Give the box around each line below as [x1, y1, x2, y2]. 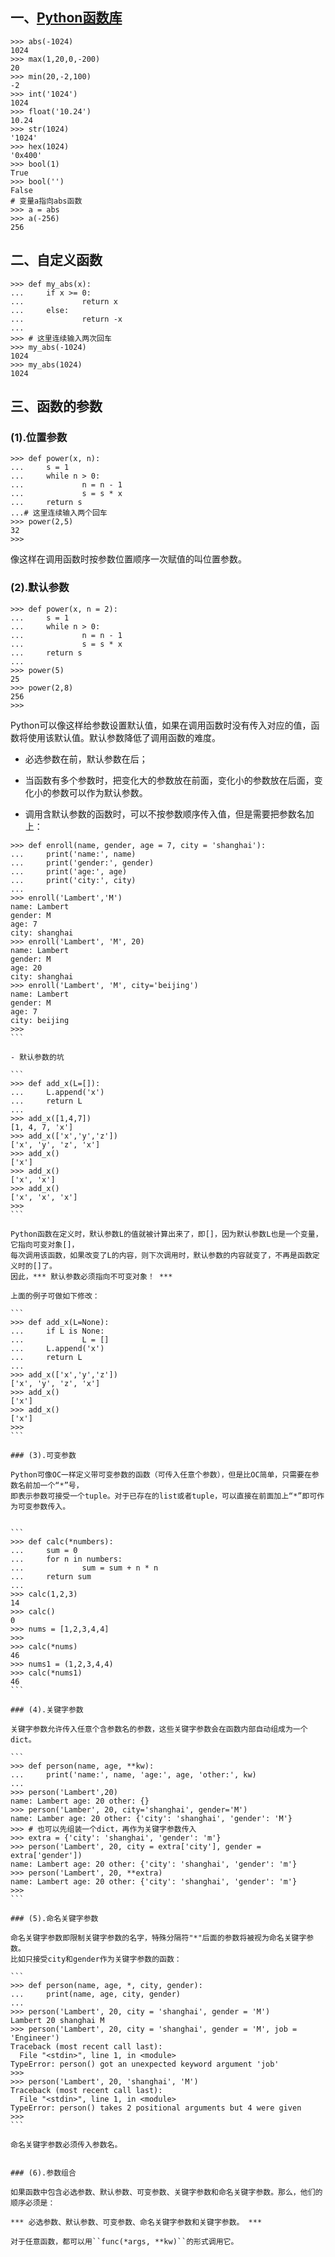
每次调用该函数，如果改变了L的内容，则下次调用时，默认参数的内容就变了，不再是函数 [10, 1250, 313, 1260]
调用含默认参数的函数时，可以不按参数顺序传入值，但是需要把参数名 [24, 808, 306, 820]
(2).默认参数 [10, 581, 70, 595]
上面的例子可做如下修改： [10, 1291, 100, 1301]
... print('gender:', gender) [10, 858, 155, 868]
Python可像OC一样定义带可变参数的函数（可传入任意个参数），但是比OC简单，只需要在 [10, 1469, 312, 1480]
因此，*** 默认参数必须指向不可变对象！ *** [10, 1271, 173, 1282]
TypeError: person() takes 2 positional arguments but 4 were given [10, 2103, 302, 2113]
